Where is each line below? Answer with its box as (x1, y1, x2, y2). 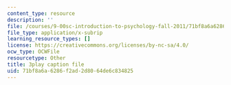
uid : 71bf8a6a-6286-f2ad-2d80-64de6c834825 (7, 67, 134, 74)
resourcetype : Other (7, 55, 67, 62)
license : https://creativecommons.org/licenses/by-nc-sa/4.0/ (7, 42, 189, 49)
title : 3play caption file (7, 61, 85, 68)
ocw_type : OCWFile (7, 49, 60, 56)
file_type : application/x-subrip (7, 29, 103, 36)
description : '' (7, 16, 54, 23)
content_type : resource (7, 10, 76, 17)
